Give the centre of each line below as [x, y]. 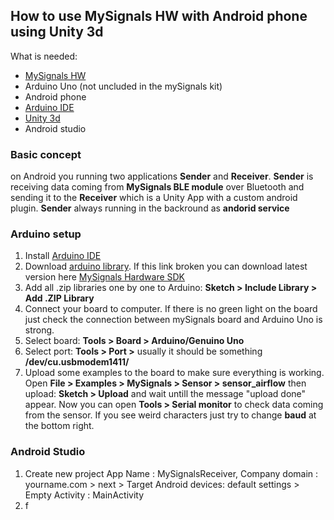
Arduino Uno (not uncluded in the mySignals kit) [123, 86]
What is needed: [44, 56]
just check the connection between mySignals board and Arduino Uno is [173, 320]
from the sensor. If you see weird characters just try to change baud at [170, 415]
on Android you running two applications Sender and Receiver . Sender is [162, 176]
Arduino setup [46, 234]
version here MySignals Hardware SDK [105, 277]
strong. [39, 330]
